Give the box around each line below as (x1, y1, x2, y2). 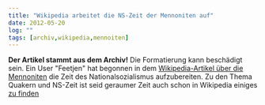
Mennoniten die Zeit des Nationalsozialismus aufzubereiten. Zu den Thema (8, 72, 253, 81)
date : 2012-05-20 (8, 19, 66, 27)
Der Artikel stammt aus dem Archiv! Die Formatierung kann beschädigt (8, 55, 243, 65)
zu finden (8, 88, 40, 99)
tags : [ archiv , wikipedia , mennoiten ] (8, 33, 129, 42)
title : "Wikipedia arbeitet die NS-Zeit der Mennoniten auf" (8, 11, 214, 20)
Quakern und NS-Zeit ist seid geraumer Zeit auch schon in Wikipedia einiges (8, 81, 258, 90)
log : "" (8, 26, 34, 34)
